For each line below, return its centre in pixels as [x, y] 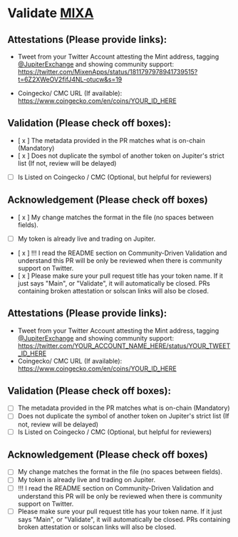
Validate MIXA [51, 13]
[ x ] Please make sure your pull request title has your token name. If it [120, 276]
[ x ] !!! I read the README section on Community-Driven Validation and [122, 253]
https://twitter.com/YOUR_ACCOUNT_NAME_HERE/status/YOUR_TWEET [124, 346]
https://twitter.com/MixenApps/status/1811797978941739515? [108, 72]
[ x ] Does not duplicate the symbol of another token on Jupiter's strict [121, 156]
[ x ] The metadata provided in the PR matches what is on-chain [111, 140]
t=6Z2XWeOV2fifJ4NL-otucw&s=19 [70, 79]
